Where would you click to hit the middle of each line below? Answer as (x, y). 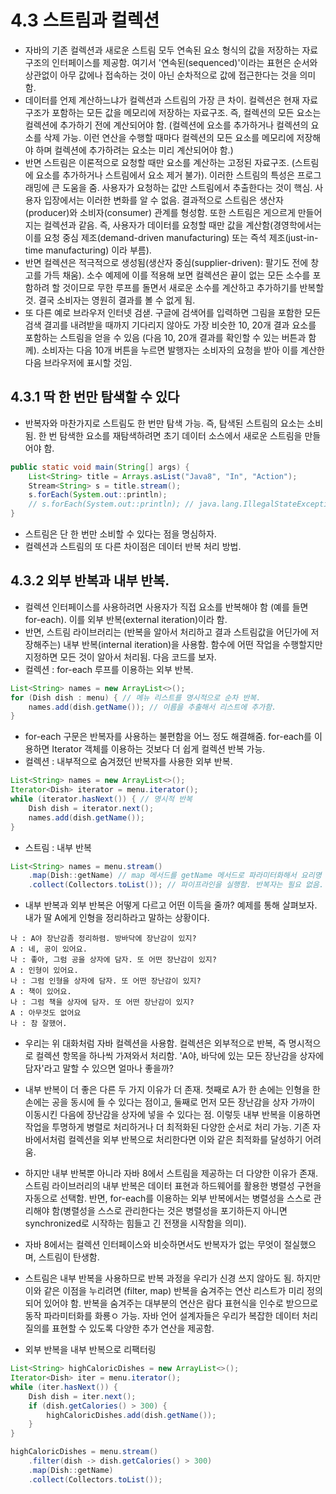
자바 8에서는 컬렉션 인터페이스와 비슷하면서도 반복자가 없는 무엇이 (153, 1245)
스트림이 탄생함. (69, 1257)
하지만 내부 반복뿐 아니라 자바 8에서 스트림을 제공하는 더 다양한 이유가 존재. (171, 1173)
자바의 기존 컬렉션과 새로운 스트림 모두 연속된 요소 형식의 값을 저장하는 (162, 50)
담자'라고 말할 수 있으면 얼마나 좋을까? (99, 1068)
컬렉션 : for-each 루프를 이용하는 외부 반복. (109, 669)
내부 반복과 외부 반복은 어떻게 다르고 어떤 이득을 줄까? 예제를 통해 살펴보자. (171, 905)
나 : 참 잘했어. (39, 1024)
